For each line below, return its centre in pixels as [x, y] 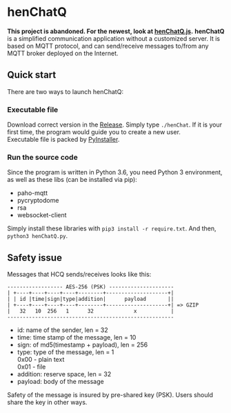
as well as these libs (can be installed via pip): [72, 180]
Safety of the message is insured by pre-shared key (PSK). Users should [110, 395]
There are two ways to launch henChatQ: [66, 91]
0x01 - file [31, 367]
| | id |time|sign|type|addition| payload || [91, 299]
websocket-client [42, 215]
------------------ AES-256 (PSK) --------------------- [91, 287]
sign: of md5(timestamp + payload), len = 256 [82, 345]
